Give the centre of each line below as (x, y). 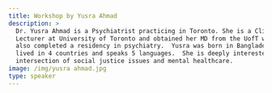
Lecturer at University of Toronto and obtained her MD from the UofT (137, 38)
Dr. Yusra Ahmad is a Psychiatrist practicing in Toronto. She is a (134, 31)
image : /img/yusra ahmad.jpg (57, 69)
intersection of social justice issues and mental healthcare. (124, 61)
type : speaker (32, 76)
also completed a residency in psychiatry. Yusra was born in (124, 46)
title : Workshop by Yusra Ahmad (63, 16)
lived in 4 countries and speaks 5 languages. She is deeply (123, 53)
